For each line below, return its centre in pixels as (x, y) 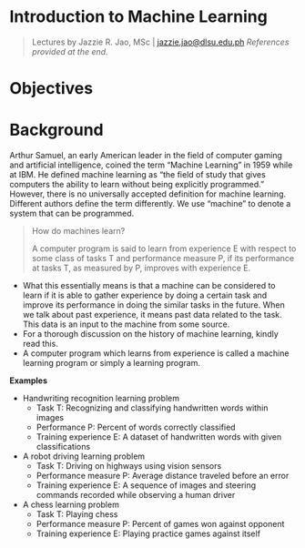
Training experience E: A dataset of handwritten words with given (159, 437)
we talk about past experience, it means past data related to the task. (152, 315)
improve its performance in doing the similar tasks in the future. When (153, 305)
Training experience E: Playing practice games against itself (148, 533)
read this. (41, 344)
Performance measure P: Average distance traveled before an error (163, 476)
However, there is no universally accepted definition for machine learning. (148, 194)
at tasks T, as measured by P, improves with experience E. (141, 268)
